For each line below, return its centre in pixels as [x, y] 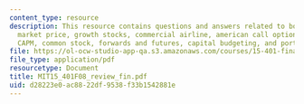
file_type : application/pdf [62, 60]
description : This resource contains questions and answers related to [147, 26]
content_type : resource [54, 18]
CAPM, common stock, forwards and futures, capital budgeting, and [147, 43]
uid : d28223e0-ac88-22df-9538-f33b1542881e [93, 85]
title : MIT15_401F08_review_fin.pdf [78, 77]
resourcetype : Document [54, 69]
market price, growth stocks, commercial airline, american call [143, 34]
